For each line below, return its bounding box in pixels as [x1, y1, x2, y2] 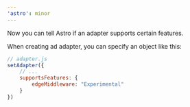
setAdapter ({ [7, 62, 45, 69]
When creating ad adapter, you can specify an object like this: [7, 42, 182, 50]
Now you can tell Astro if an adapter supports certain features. [7, 29, 184, 37]
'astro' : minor [7, 10, 51, 17]
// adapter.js [7, 56, 48, 62]
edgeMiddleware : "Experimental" [32, 81, 125, 88]
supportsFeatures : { [19, 75, 78, 82]
